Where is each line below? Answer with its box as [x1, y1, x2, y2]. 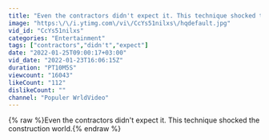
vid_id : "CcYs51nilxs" [8, 26, 84, 34]
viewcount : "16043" [8, 71, 74, 79]
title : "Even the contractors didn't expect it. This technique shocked [8, 11, 256, 20]
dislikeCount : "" [8, 86, 66, 94]
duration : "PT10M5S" [8, 64, 78, 72]
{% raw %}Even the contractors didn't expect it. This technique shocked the [8, 115, 260, 125]
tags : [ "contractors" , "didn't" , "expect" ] [8, 42, 149, 50]
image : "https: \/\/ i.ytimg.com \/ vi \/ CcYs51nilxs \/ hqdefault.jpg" [8, 19, 231, 27]
